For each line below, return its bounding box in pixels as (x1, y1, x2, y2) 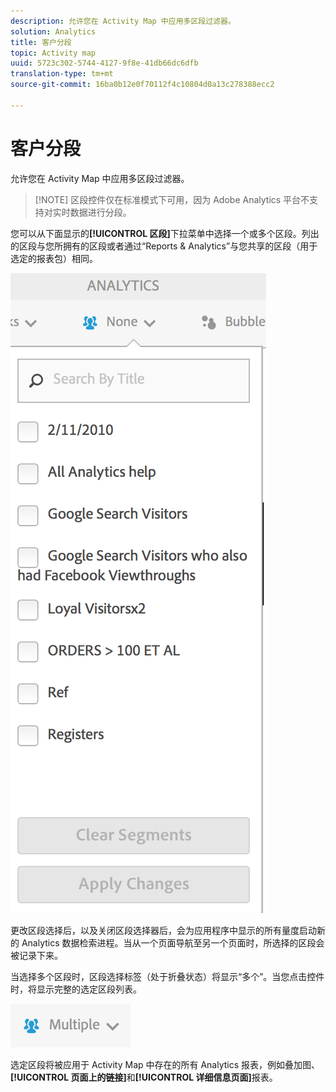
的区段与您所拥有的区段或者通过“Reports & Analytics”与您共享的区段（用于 (10, 240, 318, 252)
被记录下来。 (10, 949, 63, 961)
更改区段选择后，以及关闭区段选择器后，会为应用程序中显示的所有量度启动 (10, 924, 317, 936)
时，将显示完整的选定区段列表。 (10, 983, 142, 995)
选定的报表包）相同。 (10, 252, 98, 264)
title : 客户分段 (10, 37, 72, 47)
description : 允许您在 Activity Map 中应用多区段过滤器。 (10, 16, 236, 26)
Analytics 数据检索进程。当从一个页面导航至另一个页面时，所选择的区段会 (21, 936, 325, 949)
